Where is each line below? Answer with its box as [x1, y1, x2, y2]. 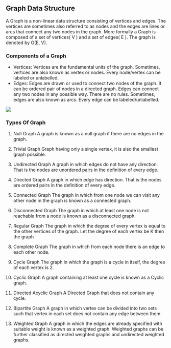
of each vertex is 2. [13, 264, 54, 271]
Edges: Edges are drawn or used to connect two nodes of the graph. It [13, 80, 162, 87]
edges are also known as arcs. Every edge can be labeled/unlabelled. [13, 97, 160, 103]
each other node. [13, 249, 50, 255]
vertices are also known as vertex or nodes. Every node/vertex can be [13, 69, 161, 76]
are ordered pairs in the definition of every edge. [13, 182, 116, 189]
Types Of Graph [6, 119, 46, 126]
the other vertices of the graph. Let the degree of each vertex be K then [13, 228, 164, 235]
